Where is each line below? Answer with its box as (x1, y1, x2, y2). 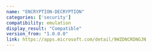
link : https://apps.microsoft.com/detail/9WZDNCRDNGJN (6, 36, 147, 42)
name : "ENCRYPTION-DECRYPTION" (6, 8, 85, 15)
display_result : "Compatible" (6, 25, 82, 32)
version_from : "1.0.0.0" (6, 31, 68, 37)
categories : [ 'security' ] (6, 14, 71, 20)
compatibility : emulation (6, 20, 71, 26)
